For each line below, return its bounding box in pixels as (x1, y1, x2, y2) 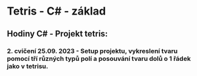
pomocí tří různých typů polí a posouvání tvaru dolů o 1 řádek (7, 54, 191, 63)
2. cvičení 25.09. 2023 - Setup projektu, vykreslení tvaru (7, 47, 178, 55)
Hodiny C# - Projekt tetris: (7, 29, 108, 39)
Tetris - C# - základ (7, 4, 106, 18)
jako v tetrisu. (7, 62, 49, 71)
